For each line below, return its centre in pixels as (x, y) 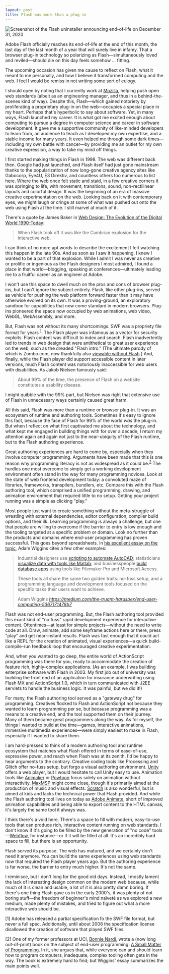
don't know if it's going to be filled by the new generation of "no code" (78, 830)
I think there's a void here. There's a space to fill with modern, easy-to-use (82, 819)
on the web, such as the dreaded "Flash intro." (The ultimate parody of (78, 348)
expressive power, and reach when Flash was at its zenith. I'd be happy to (82, 756)
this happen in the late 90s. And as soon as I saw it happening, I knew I (79, 253)
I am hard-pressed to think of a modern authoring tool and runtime (74, 745)
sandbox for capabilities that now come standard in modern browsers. (78, 305)
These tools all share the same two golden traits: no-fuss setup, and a (90, 578)
